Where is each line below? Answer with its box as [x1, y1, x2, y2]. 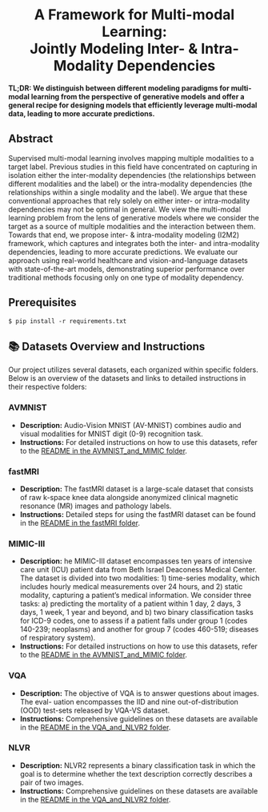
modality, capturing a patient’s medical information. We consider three [19, 591, 252, 600]
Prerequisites [8, 296, 77, 309]
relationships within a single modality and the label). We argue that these [8, 187, 248, 197]
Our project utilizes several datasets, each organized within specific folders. [8, 365, 258, 374]
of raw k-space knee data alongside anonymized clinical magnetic [19, 492, 238, 502]
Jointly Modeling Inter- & [29, 40, 198, 58]
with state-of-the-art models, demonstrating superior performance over [8, 264, 246, 273]
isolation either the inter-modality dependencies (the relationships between [8, 170, 256, 180]
